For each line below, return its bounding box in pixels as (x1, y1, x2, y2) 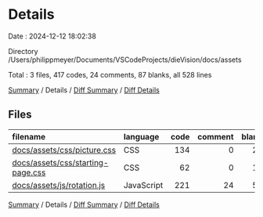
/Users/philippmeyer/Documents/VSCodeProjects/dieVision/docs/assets (8, 55, 242, 64)
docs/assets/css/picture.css (12, 144, 116, 155)
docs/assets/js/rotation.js (12, 179, 106, 190)
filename (12, 131, 46, 142)
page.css (12, 167, 46, 178)
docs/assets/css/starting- (12, 157, 109, 168)
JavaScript (123, 179, 164, 190)
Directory (8, 46, 38, 56)
